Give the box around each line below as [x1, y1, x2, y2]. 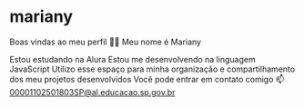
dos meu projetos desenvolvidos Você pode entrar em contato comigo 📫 [9, 73, 285, 84]
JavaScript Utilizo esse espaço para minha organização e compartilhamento [9, 63, 296, 74]
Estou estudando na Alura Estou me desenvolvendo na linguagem [9, 53, 257, 64]
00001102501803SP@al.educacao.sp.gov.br [9, 86, 176, 97]
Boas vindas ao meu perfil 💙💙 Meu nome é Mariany [9, 36, 202, 47]
